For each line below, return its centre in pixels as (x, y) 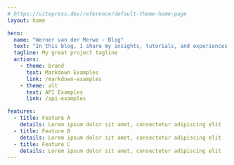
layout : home (26, 20)
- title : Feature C (42, 144)
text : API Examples (54, 92)
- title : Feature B (42, 131)
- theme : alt (39, 85)
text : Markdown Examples (62, 72)
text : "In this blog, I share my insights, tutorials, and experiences (121, 47)
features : (22, 111)
